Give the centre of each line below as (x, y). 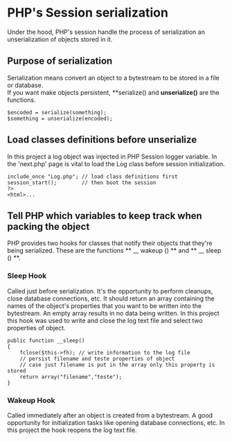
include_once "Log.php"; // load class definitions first (92, 177)
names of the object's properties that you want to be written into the (105, 305)
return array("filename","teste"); (71, 377)
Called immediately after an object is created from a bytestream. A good (110, 415)
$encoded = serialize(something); (57, 112)
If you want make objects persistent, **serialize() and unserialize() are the (113, 92)
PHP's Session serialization (88, 13)
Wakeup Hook (31, 400)
